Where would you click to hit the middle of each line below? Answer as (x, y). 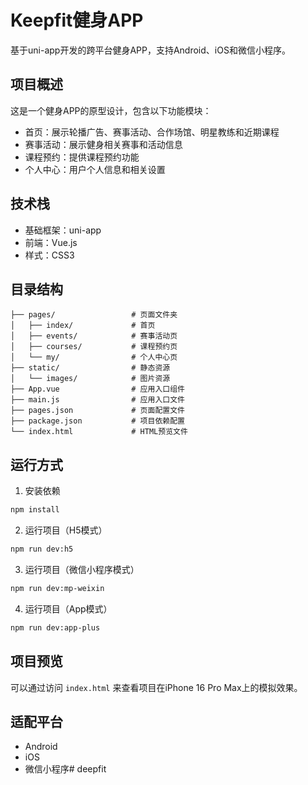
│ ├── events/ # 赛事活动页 (94, 336)
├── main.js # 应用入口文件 (97, 400)
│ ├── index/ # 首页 (83, 326)
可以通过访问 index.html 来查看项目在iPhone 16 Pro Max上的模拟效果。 (156, 687)
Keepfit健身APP (77, 20)
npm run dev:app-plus (55, 627)
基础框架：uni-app (63, 230)
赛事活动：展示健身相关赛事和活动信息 (103, 144)
